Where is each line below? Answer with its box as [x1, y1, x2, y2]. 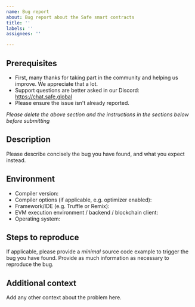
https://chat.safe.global [14, 93, 73, 100]
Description [6, 135, 51, 145]
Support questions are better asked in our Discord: [14, 86, 140, 94]
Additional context [6, 278, 76, 288]
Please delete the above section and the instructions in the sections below [6, 111, 189, 118]
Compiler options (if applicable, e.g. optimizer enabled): [14, 196, 152, 203]
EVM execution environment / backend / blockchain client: [14, 209, 159, 216]
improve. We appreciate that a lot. [14, 80, 98, 87]
